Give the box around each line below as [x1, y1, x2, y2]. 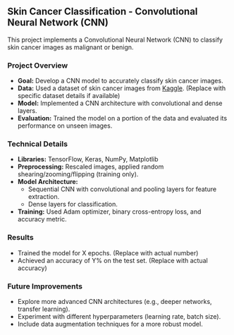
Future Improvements [7, 281, 83, 291]
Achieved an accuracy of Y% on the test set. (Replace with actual [17, 256, 208, 264]
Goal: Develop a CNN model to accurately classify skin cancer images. [17, 77, 223, 85]
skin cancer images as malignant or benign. [7, 42, 134, 51]
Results [7, 233, 34, 243]
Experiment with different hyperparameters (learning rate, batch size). [17, 312, 221, 320]
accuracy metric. [17, 215, 67, 224]
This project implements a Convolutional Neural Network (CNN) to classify [7, 35, 223, 44]
